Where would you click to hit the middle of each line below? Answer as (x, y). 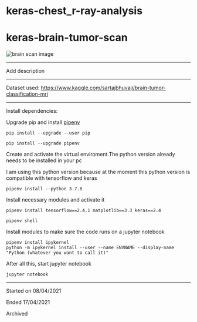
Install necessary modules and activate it (55, 200)
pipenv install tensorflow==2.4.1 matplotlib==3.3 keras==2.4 (84, 211)
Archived (17, 314)
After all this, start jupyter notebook (49, 264)
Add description (26, 71)
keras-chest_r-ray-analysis (74, 11)
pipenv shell (22, 221)
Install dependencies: (32, 111)
